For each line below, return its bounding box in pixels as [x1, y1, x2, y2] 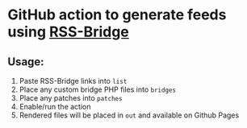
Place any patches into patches [19, 93, 123, 102]
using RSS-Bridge [7, 23, 130, 41]
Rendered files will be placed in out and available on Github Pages [19, 110, 240, 120]
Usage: [7, 55, 45, 68]
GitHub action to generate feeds [7, 6, 227, 24]
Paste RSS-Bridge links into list [19, 76, 128, 85]
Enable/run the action [19, 102, 91, 111]
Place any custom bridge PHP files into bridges [19, 85, 177, 94]
